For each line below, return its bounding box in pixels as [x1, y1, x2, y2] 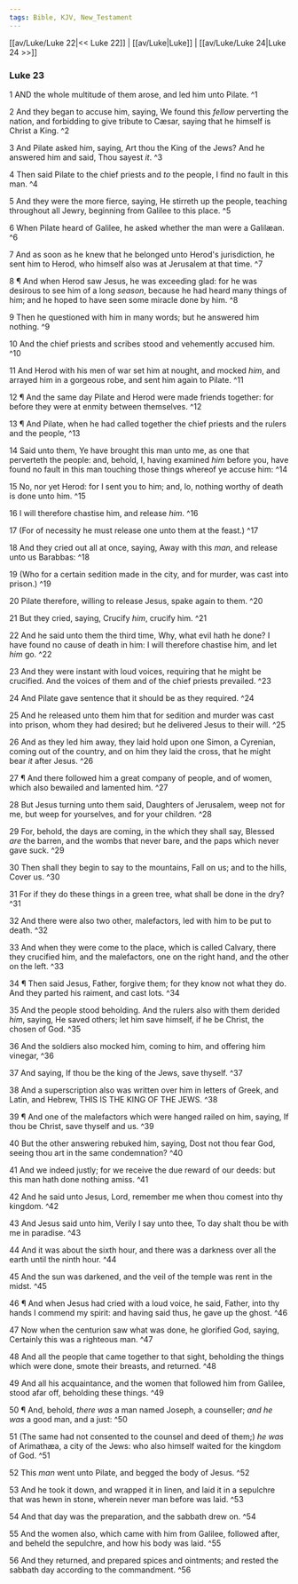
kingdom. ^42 [9, 1200, 59, 1211]
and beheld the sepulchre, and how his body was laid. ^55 [9, 1538, 222, 1548]
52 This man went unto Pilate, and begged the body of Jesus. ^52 [9, 1467, 250, 1477]
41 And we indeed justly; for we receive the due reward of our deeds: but [9, 1165, 276, 1175]
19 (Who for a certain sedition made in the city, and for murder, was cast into [9, 569, 289, 579]
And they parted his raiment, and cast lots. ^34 [9, 987, 180, 998]
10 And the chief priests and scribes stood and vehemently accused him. [9, 338, 276, 349]
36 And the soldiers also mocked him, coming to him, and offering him [9, 1040, 266, 1051]
